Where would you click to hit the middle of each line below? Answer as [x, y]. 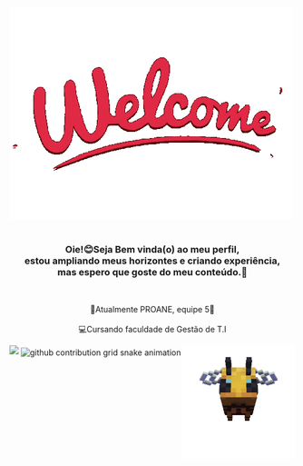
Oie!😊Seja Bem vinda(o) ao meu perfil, [152, 249]
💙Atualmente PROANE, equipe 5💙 [152, 310]
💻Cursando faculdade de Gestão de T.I [152, 330]
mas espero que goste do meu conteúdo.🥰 [152, 272]
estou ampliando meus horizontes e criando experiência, [152, 261]
